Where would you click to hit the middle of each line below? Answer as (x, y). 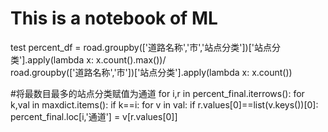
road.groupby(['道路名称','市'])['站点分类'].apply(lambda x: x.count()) (151, 72)
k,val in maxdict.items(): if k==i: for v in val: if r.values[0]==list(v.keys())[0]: (164, 104)
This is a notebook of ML (114, 18)
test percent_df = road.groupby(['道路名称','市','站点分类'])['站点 (141, 47)
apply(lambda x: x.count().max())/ (97, 59)
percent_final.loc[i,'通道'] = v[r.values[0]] (94, 116)
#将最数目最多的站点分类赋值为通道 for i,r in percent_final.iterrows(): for (157, 93)
